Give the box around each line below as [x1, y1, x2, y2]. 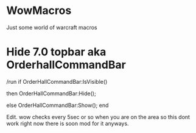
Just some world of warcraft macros [6, 24, 97, 31]
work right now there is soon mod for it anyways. [6, 120, 129, 127]
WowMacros [6, 4, 72, 18]
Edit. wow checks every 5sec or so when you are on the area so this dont [6, 113, 191, 120]
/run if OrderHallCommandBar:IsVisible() [6, 78, 108, 85]
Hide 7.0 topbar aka [6, 45, 107, 59]
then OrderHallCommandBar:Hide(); [6, 89, 96, 97]
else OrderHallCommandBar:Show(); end [6, 101, 109, 109]
